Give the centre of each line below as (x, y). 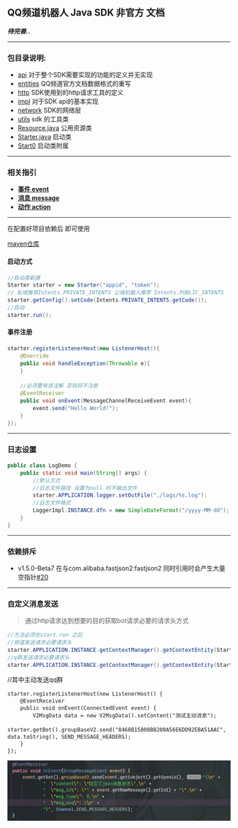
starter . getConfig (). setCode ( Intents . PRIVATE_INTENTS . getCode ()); (107, 300)
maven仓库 (23, 244)
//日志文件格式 (52, 503)
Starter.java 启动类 (45, 137)
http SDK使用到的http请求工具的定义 (70, 93)
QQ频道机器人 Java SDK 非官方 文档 (86, 13)
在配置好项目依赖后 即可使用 (49, 228)
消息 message (39, 198)
